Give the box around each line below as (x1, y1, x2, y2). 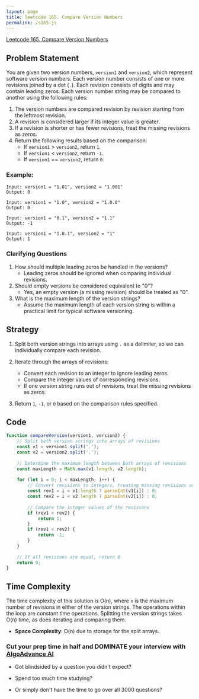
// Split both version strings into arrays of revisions (17, 438, 161, 445)
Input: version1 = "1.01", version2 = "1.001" (6, 184, 123, 190)
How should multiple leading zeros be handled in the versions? (14, 263, 168, 270)
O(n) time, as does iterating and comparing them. (6, 616, 126, 623)
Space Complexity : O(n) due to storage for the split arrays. (14, 628, 160, 635)
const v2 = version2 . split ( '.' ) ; (17, 449, 99, 455)
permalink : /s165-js (6, 20, 57, 25)
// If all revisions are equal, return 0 (17, 554, 120, 560)
